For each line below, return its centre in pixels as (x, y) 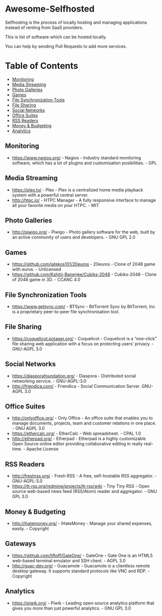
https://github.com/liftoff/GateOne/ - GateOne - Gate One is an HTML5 (82, 555)
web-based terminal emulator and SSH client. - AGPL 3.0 (69, 560)
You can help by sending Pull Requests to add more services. (66, 46)
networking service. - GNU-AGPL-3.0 (49, 381)
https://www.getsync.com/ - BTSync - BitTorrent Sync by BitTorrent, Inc (84, 306)
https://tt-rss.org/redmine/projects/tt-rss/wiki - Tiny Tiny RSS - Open (81, 486)
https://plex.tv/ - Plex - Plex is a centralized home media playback (78, 190)
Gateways (21, 544)
